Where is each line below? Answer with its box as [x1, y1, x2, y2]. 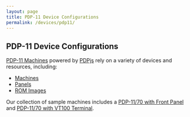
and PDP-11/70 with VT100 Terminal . [6, 105, 94, 112]
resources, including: [6, 63, 58, 71]
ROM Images [14, 87, 47, 94]
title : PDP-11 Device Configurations [6, 14, 99, 20]
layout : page [6, 8, 38, 15]
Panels [14, 81, 31, 88]
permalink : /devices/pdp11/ [6, 19, 76, 25]
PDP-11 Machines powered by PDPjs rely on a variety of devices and [6, 57, 172, 64]
